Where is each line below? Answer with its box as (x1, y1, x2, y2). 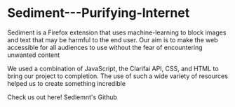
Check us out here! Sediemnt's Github (7, 93, 118, 101)
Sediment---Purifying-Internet (7, 5, 190, 21)
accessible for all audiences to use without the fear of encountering (7, 43, 203, 51)
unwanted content (7, 51, 60, 59)
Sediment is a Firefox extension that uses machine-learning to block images (7, 28, 227, 37)
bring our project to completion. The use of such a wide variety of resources (7, 72, 228, 80)
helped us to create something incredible (7, 79, 126, 87)
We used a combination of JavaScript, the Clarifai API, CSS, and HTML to (7, 64, 219, 73)
